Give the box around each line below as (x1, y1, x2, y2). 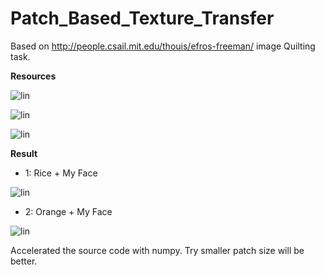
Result (10, 147, 38, 159)
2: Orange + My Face (24, 205, 113, 217)
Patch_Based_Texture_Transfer (10, 7, 275, 30)
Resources (10, 70, 57, 82)
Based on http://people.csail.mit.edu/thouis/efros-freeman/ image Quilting (10, 40, 316, 52)
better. (10, 255, 38, 267)
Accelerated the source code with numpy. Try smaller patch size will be (10, 244, 305, 256)
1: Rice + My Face (24, 167, 98, 179)
